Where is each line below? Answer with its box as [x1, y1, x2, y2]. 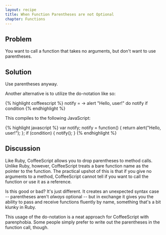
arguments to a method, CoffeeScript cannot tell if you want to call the [5, 173, 149, 179]
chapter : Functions [5, 16, 46, 21]
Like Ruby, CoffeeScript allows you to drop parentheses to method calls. [5, 157, 153, 163]
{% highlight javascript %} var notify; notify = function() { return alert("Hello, [5, 125, 161, 131]
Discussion [5, 145, 41, 153]
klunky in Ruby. [5, 204, 36, 210]
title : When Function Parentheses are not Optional [5, 12, 114, 17]
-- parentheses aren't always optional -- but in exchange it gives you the [5, 193, 154, 199]
